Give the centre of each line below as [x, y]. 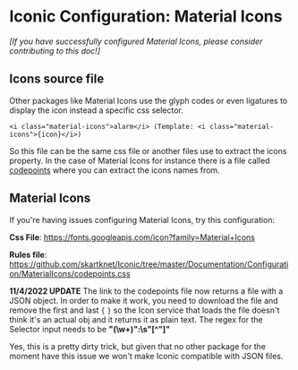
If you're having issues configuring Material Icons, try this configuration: [142, 219]
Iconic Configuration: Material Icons [146, 17]
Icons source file [57, 79]
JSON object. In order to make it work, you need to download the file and [144, 300]
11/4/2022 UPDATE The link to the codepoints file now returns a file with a [146, 291]
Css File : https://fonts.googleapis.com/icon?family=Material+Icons [132, 237]
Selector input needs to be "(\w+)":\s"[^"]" [89, 329]
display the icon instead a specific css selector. [96, 110]
